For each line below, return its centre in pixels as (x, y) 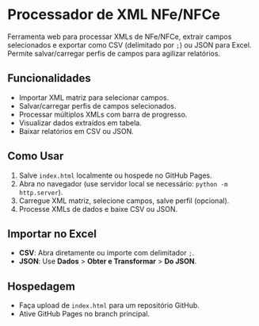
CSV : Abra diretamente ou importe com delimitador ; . (107, 253)
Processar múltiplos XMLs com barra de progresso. (103, 114)
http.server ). (41, 192)
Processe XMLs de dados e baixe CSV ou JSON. (98, 209)
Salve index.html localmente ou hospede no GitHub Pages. (116, 175)
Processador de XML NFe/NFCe (114, 15)
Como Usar (36, 156)
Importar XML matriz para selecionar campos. (94, 98)
